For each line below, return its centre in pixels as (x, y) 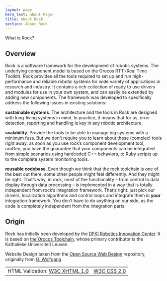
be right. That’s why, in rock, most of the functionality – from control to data (83, 180)
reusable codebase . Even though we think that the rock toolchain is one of (82, 169)
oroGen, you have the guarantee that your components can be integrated (80, 149)
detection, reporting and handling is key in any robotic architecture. (74, 123)
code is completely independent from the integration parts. (65, 206)
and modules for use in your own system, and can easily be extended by (80, 92)
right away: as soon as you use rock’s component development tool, (75, 143)
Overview (21, 54)
